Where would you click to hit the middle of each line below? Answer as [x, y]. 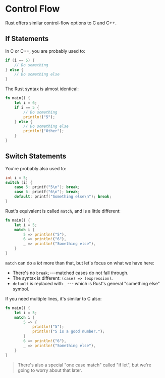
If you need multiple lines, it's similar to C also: [53, 298]
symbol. [21, 289]
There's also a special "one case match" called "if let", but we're [85, 365]
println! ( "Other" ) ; [44, 131]
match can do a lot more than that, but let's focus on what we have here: [80, 263]
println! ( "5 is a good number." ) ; [68, 332]
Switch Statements [36, 156]
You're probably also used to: [36, 168]
